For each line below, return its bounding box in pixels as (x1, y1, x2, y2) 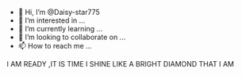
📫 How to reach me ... (17, 42, 92, 50)
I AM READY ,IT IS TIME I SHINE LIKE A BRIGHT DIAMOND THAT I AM (6, 60, 235, 68)
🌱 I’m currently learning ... (17, 24, 103, 33)
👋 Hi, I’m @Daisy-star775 (17, 8, 100, 16)
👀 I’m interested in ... (17, 16, 86, 25)
